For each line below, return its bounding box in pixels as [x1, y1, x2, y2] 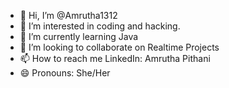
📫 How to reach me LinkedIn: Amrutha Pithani [19, 53, 211, 64]
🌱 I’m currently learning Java [19, 31, 139, 42]
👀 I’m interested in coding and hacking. [19, 20, 181, 32]
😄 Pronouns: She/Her [19, 67, 111, 79]
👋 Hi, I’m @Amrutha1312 [19, 10, 118, 21]
